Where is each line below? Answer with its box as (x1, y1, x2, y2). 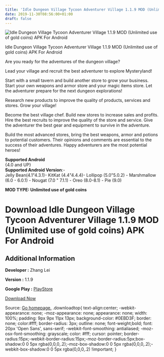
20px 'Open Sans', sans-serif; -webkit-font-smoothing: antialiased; (5, 326, 140, 332)
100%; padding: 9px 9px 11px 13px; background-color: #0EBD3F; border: (5, 315, 152, 321)
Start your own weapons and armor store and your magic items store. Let (5, 83, 152, 89)
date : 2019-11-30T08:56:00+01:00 (5, 12, 73, 17)
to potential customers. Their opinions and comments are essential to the (5, 137, 152, 143)
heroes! (5, 147, 20, 153)
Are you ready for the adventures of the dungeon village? (5, 59, 121, 65)
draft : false (5, 16, 32, 21)
